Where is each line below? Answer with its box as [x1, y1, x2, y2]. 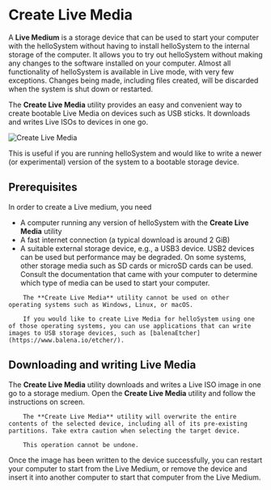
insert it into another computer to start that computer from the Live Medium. [8, 472, 261, 482]
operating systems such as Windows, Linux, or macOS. [8, 300, 194, 309]
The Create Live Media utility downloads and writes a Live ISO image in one [8, 379, 261, 390]
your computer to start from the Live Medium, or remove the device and [8, 463, 248, 473]
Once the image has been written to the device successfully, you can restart [8, 455, 263, 465]
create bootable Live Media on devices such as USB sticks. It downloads [8, 108, 251, 118]
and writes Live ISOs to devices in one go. [8, 117, 148, 126]
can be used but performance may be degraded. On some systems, [19, 252, 247, 262]
